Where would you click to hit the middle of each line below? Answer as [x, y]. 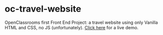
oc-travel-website [43, 9]
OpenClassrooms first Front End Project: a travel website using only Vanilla [81, 22]
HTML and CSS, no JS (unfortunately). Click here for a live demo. [72, 27]
